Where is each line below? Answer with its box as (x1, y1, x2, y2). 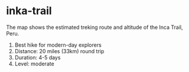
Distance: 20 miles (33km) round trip (14, 47, 105, 54)
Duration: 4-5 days (14, 54, 61, 61)
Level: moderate (14, 60, 54, 67)
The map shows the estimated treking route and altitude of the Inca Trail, (6, 24, 183, 31)
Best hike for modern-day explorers (14, 41, 102, 48)
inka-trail (6, 4, 52, 18)
